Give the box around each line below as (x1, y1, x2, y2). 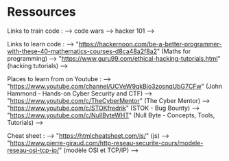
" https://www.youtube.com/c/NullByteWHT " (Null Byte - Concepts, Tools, (7, 111, 215, 119)
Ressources (7, 4, 77, 20)
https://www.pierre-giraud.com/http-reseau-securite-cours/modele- (10, 138, 204, 147)
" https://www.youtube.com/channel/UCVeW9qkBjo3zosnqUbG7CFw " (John (7, 82, 223, 90)
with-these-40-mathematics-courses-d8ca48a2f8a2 (7, 47, 158, 55)
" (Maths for (156, 47, 191, 55)
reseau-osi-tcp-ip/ (7, 146, 60, 154)
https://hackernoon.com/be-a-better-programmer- (78, 40, 222, 48)
